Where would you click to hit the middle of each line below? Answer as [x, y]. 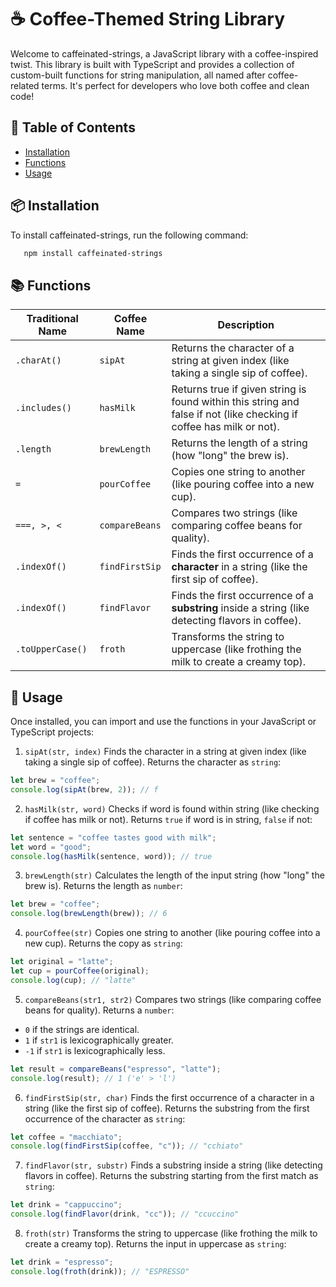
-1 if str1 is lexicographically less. [95, 1050]
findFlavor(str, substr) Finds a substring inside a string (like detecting [173, 1165]
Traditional [52, 319]
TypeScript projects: [52, 732]
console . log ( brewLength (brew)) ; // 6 [89, 914]
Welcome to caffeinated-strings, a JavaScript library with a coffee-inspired [164, 53]
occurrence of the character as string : [105, 1118]
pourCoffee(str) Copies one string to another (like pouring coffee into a [172, 933]
